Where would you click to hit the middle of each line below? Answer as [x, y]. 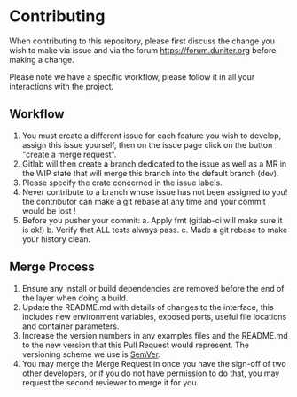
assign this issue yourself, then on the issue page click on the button [147, 144]
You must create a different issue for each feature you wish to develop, [152, 136]
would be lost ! [49, 211]
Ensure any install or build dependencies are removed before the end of [153, 288]
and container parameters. [70, 326]
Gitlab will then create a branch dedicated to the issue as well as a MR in [154, 163]
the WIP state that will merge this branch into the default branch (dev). [150, 173]
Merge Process [52, 267]
